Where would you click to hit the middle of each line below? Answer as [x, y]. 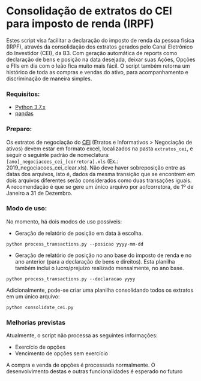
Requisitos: [23, 94]
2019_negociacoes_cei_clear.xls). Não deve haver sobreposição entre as [96, 167]
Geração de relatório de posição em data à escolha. [79, 233]
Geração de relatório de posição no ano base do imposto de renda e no [103, 255]
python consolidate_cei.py [40, 307]
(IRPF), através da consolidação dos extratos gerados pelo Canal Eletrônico [100, 47]
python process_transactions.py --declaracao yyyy [71, 279]
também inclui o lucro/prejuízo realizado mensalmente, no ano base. [99, 268]
